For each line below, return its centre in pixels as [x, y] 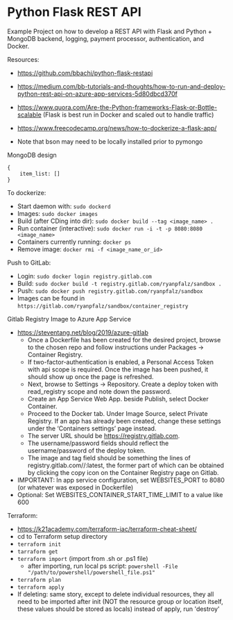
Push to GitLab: [29, 262]
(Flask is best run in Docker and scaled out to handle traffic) [128, 115]
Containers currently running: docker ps [74, 242]
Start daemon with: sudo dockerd [64, 206]
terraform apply [41, 587]
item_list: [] [40, 174]
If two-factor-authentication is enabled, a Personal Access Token [120, 362]
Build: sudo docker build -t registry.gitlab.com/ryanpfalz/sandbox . [119, 283]
